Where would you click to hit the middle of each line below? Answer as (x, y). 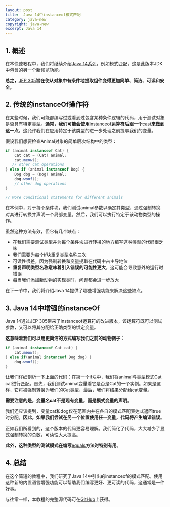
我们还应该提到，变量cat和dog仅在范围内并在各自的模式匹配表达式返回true (83, 411)
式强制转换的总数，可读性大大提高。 (43, 434)
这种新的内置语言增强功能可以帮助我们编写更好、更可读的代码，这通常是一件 (85, 482)
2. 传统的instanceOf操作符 (47, 104)
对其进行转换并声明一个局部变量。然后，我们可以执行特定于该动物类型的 (80, 214)
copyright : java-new (27, 24)
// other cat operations (38, 165)
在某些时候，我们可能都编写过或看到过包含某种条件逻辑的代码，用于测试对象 (85, 117)
